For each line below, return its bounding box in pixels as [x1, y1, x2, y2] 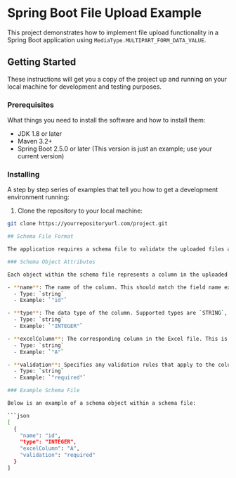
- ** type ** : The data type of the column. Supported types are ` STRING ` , [7, 310, 228, 317]
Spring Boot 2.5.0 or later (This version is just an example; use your [17, 144, 212, 153]
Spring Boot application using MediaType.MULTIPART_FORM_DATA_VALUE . [7, 35, 206, 44]
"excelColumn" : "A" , [20, 445, 80, 452]
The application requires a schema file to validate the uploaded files [7, 246, 225, 253]
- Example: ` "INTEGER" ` [13, 322, 83, 330]
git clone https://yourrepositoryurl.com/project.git [7, 220, 169, 227]
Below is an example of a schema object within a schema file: [7, 400, 197, 407]
